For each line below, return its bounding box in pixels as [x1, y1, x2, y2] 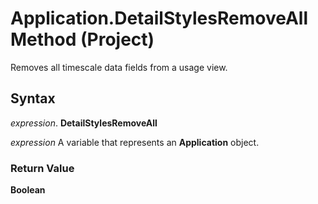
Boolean [10, 184, 46, 196]
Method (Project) [10, 28, 155, 51]
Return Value [10, 161, 75, 175]
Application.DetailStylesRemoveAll [10, 7, 309, 30]
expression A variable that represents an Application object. [10, 136, 260, 148]
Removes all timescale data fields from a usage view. [10, 61, 228, 73]
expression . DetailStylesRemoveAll [10, 117, 158, 129]
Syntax [10, 90, 56, 107]
